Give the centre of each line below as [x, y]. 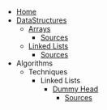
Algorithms [34, 63]
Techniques [48, 72]
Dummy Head [75, 89]
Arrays [39, 29]
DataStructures [41, 20]
